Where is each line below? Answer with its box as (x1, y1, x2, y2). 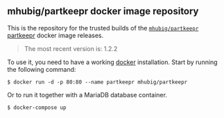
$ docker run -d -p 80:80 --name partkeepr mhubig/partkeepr (7, 79, 188, 86)
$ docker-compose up (7, 104, 67, 111)
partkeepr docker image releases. (7, 31, 104, 39)
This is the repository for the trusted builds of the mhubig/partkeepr (7, 23, 199, 32)
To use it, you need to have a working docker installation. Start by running (7, 58, 218, 66)
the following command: (7, 65, 76, 73)
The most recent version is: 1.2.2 (24, 44, 118, 52)
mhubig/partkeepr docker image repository (7, 6, 199, 17)
